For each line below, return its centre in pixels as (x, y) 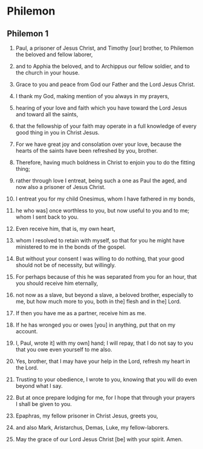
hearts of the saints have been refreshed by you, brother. (87, 151)
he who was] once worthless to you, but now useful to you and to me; (102, 211)
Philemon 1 (28, 34)
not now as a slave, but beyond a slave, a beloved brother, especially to (105, 295)
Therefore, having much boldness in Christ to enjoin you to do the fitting (105, 162)
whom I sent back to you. (47, 217)
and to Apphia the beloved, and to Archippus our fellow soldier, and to (102, 66)
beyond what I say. (39, 386)
